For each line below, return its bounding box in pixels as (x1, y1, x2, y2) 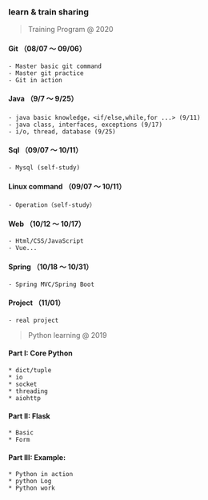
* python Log (8, 478, 52, 486)
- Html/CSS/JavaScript (8, 237, 84, 245)
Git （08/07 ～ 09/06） (8, 43, 86, 54)
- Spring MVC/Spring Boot (8, 280, 94, 288)
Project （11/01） (8, 298, 66, 308)
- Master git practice (8, 69, 84, 77)
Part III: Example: (8, 452, 66, 462)
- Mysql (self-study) (8, 163, 81, 172)
